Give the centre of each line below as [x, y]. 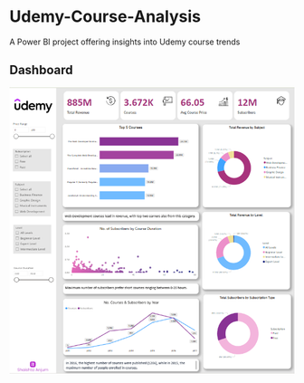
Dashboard [41, 70]
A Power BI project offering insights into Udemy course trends [125, 42]
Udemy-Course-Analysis [105, 17]
